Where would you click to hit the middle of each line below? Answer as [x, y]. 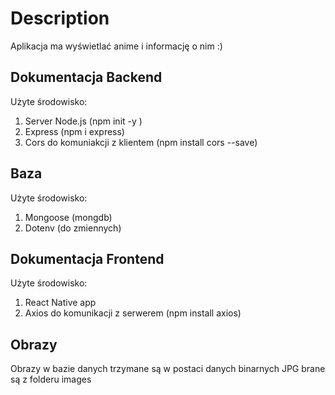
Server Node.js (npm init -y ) [83, 121]
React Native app [60, 303]
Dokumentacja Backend [86, 77]
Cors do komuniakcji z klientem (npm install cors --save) [141, 142]
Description [60, 18]
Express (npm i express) [74, 131]
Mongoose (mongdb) [68, 217]
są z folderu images [51, 379]
